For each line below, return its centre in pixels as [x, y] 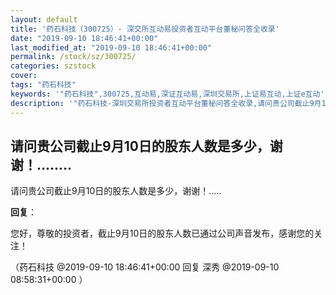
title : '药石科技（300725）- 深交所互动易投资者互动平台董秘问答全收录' [145, 29]
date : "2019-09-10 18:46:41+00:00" [84, 38]
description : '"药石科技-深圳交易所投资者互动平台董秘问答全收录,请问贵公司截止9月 [166, 103]
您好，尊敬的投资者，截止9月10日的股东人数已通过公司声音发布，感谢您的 [162, 233]
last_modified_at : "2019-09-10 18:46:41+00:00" [111, 47]
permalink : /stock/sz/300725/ [73, 57]
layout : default [44, 19]
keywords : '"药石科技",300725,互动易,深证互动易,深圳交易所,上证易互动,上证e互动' [167, 94]
